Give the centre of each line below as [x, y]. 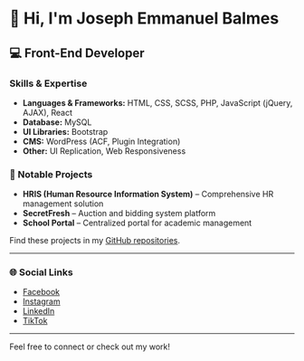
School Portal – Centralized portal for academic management [137, 223]
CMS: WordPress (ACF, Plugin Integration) [101, 141]
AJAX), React [47, 112]
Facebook [41, 292]
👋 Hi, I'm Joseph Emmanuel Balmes [144, 19]
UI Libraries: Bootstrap [65, 131]
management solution [63, 204]
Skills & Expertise [48, 83]
